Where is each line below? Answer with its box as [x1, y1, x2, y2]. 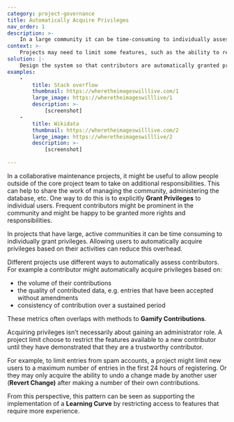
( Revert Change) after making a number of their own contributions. [7, 378, 201, 386]
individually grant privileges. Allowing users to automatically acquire [7, 237, 203, 245]
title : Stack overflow [32, 81, 98, 88]
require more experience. [7, 407, 80, 415]
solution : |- [7, 56, 45, 63]
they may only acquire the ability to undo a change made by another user [7, 370, 217, 380]
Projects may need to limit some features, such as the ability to [19, 49, 219, 56]
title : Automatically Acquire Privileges [7, 17, 130, 24]
